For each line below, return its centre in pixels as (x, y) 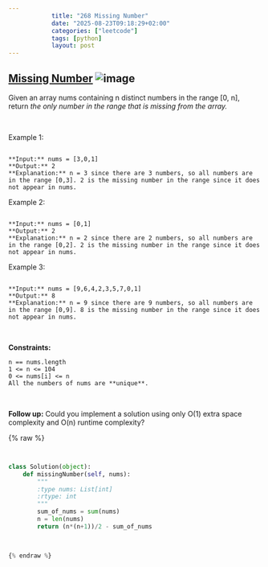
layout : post (73, 46)
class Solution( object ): (50, 466)
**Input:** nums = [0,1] (50, 224)
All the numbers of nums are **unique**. (79, 383)
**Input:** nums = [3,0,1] (53, 159)
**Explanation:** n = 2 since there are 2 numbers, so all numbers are (130, 238)
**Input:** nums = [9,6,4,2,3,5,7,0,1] (75, 289)
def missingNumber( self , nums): (77, 474)
